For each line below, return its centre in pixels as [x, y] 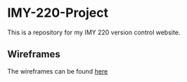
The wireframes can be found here [58, 71]
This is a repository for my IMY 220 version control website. [94, 32]
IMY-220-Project [58, 13]
